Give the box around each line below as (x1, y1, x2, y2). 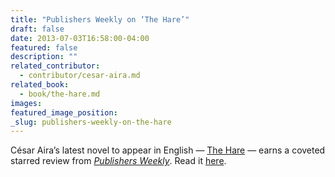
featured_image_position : (10, 107, 118, 118)
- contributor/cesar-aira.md (19, 71, 141, 81)
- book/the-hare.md (19, 89, 101, 99)
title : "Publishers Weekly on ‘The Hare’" (10, 14, 190, 25)
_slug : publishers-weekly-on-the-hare (10, 117, 172, 127)
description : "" (10, 52, 78, 62)
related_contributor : (10, 61, 101, 71)
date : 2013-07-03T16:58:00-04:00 (10, 33, 150, 43)
